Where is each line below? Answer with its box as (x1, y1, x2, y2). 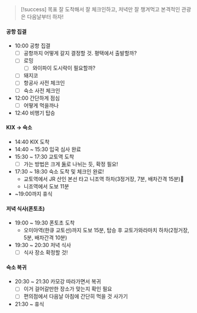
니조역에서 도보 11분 (23, 182, 69, 189)
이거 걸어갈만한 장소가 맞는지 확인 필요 (23, 285, 112, 293)
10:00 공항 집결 (14, 42, 51, 49)
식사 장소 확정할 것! (23, 249, 68, 256)
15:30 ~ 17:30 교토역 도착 (14, 153, 75, 160)
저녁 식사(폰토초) (6, 205, 46, 212)
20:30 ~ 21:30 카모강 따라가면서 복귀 (14, 278, 102, 285)
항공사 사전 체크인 (23, 80, 65, 87)
